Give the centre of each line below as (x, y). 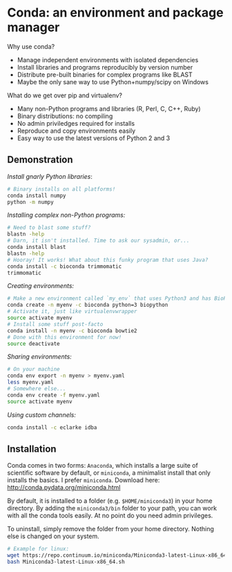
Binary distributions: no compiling (65, 116)
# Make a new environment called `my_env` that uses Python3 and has (109, 298)
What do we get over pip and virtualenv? (65, 95)
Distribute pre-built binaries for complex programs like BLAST (105, 75)
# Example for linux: (38, 549)
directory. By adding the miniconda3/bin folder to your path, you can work (112, 508)
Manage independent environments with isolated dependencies (108, 59)
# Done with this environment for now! (65, 337)
